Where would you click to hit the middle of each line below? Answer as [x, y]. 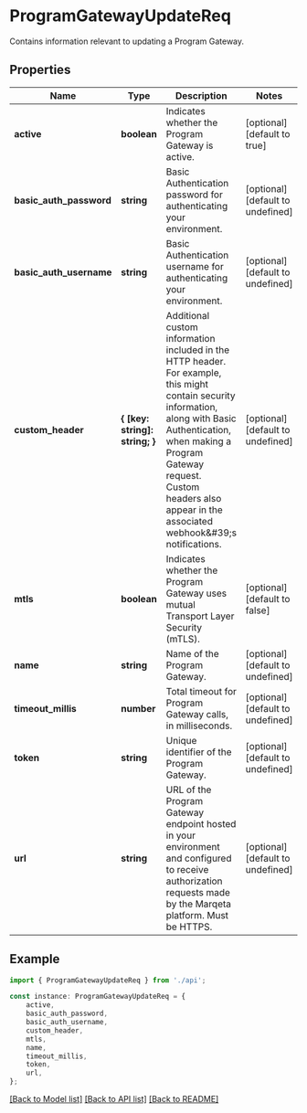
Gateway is [190, 145]
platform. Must [197, 915]
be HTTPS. [189, 927]
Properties [40, 70]
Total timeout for [201, 691]
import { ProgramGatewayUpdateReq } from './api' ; [108, 980]
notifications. [194, 544]
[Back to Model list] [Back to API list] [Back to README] [114, 1099]
